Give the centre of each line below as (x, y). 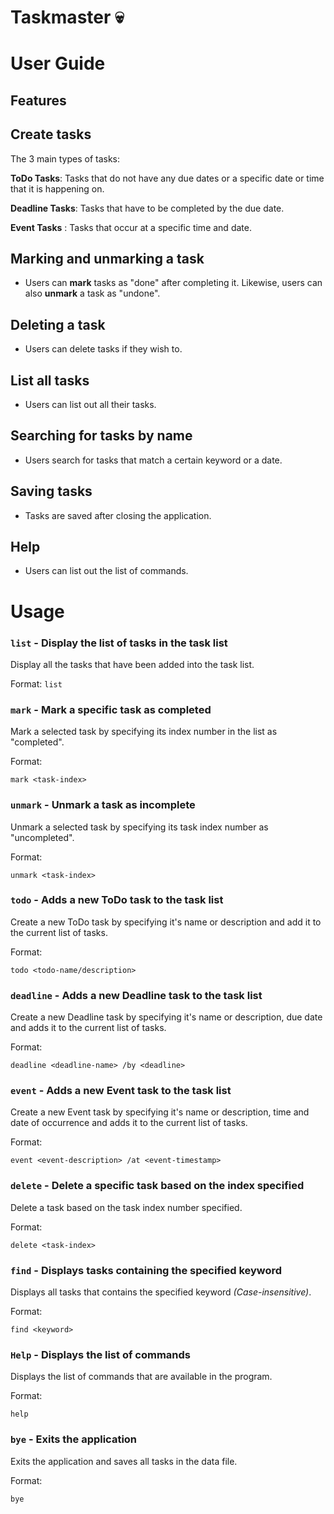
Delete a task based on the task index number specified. (126, 1207)
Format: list (36, 683)
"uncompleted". (42, 837)
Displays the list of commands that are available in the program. (141, 1377)
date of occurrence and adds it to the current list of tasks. (129, 1123)
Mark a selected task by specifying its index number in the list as (144, 732)
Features (38, 100)
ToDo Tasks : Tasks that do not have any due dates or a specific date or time (167, 178)
